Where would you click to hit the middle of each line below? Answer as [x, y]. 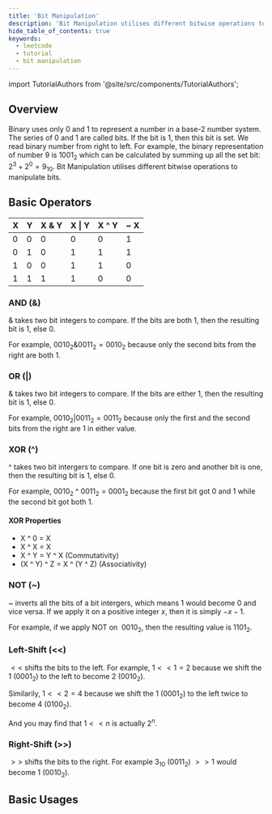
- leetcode [34, 46]
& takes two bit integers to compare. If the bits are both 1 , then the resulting [134, 320]
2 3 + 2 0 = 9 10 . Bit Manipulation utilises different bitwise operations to [123, 167]
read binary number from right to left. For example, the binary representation [136, 146]
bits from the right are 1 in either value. [73, 428]
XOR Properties [35, 520]
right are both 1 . [34, 355]
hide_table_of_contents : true [59, 31]
